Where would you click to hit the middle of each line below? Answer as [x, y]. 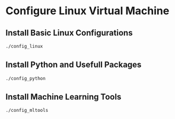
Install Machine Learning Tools [63, 97]
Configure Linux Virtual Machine [87, 11]
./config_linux [24, 46]
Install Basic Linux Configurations [69, 33]
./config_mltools [27, 111]
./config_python [26, 78]
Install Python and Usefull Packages [74, 65]
